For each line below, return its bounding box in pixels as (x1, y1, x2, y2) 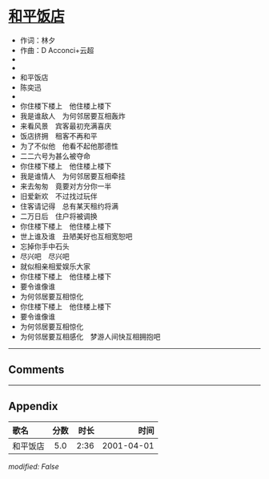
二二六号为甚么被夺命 (19, 151, 90, 160)
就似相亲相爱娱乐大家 (19, 262, 90, 271)
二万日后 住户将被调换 (19, 211, 98, 221)
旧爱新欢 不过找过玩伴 (19, 191, 98, 201)
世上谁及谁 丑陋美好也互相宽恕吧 (19, 231, 133, 241)
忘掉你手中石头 (19, 242, 70, 251)
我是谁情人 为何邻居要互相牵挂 (19, 171, 126, 181)
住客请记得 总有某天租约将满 (19, 201, 118, 211)
